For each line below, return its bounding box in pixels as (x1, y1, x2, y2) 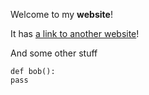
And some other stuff (10, 47, 98, 59)
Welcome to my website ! (10, 9, 113, 20)
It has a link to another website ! (10, 28, 140, 39)
